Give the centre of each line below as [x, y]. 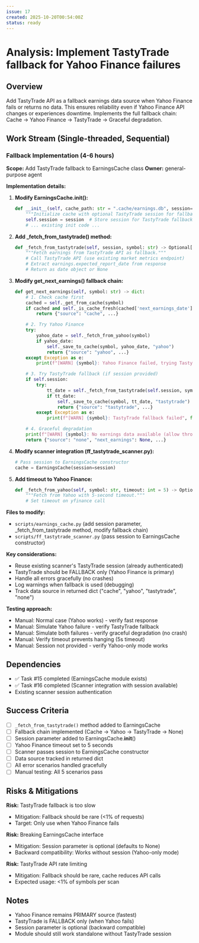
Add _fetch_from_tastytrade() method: [63, 236]
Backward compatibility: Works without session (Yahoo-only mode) [97, 853]
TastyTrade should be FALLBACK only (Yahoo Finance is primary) [94, 572]
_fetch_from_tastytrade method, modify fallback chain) [81, 530]
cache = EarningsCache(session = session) [65, 468]
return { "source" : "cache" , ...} [78, 314]
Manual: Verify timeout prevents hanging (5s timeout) [80, 639]
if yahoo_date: [55, 341]
